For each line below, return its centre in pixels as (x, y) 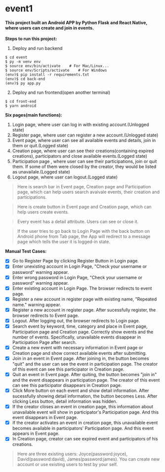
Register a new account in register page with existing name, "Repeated (84, 299)
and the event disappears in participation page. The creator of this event (86, 380)
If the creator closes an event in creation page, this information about (82, 407)
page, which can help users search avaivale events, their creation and (88, 192)
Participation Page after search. (44, 342)
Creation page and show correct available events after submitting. (79, 353)
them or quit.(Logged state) (40, 146)
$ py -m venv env (23, 62)
